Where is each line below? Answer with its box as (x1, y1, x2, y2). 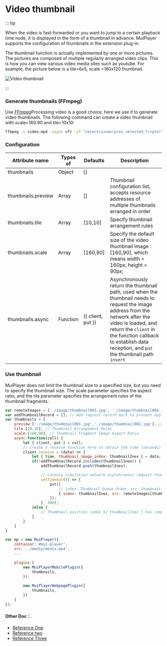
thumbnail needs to (110, 295, 155, 302)
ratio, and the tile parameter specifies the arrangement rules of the (5, 393, 142, 399)
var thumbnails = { (5, 417, 46, 422)
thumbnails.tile (7, 219, 42, 226)
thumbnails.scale (7, 249, 47, 256)
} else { (31, 505, 48, 510)
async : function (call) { (14, 435, 64, 440)
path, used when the (110, 289, 158, 296)
